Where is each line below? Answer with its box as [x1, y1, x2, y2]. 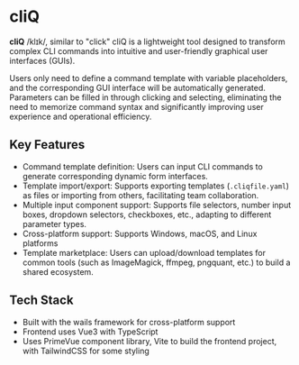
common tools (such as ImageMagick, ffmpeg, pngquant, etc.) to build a [22, 257, 291, 268]
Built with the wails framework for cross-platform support [22, 316, 236, 327]
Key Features [9, 137, 86, 152]
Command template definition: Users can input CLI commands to [22, 160, 263, 172]
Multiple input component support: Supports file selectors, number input [22, 199, 292, 210]
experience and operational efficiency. [9, 111, 152, 122]
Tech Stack [9, 293, 74, 308]
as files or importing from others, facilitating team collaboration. [22, 189, 259, 200]
